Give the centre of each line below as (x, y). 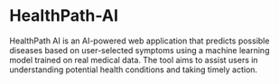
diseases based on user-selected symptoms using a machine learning (139, 50)
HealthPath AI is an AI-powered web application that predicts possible (139, 41)
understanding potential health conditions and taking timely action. (134, 70)
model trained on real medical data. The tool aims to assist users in (134, 60)
